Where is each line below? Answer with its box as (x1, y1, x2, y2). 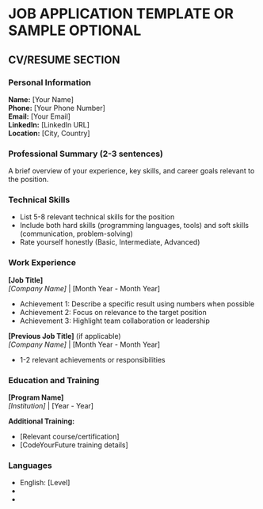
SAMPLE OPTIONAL (8, 21, 142, 40)
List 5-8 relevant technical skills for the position (19, 212, 175, 222)
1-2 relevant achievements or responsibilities (19, 355, 166, 364)
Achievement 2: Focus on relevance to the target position (19, 307, 208, 317)
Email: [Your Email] (8, 112, 71, 121)
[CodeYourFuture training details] (19, 440, 128, 450)
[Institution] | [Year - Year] (8, 401, 93, 411)
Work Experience (8, 257, 77, 268)
